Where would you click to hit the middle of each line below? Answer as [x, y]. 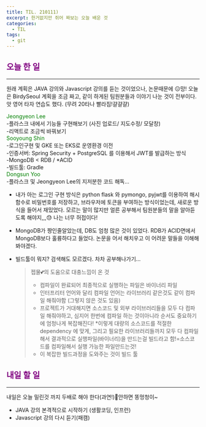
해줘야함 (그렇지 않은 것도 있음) [83, 300]
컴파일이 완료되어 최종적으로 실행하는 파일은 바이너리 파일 [109, 285]
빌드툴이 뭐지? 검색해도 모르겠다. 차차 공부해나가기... [78, 259]
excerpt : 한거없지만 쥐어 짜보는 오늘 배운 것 [57, 18]
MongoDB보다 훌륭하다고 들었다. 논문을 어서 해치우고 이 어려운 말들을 [99, 238]
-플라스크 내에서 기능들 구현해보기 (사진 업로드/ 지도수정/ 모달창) [84, 123]
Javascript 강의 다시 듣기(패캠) [52, 417]
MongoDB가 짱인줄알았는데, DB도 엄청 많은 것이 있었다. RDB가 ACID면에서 [105, 230]
